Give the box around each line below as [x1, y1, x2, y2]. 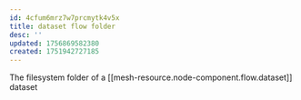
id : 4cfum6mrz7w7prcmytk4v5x [9, 13, 120, 23]
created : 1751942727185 [9, 47, 100, 56]
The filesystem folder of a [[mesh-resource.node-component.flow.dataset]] [9, 72, 293, 83]
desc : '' [9, 30, 43, 39]
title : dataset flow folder [9, 22, 116, 31]
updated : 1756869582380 [9, 38, 100, 48]
